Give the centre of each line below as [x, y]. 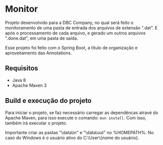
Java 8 [19, 80]
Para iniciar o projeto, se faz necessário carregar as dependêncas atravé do [82, 112]
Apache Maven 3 [29, 85]
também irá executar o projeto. [36, 123]
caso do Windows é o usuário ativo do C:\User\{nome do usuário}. [72, 138]
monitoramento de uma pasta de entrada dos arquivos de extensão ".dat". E [81, 27]
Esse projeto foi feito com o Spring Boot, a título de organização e [71, 48]
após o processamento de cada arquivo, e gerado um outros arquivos [75, 33]
